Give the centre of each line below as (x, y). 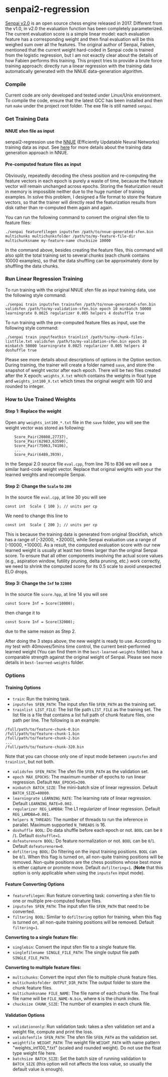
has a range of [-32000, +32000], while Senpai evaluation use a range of (81, 540)
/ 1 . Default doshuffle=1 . (37, 835)
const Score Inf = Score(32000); (40, 622)
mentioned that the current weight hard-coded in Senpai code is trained (79, 50)
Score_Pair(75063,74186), (41, 446)
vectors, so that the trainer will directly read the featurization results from (81, 202)
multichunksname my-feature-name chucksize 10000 (58, 240)
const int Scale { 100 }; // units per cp (51, 507)
